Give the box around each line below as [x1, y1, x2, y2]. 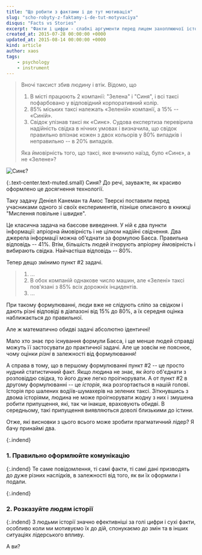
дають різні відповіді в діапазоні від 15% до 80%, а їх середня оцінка [6, 308, 184, 315]
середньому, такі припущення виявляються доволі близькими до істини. [6, 407, 194, 414]
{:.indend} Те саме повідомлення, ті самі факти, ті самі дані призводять [6, 465, 190, 473]
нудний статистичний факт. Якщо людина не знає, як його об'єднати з [6, 368, 186, 376]
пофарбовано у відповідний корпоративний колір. [29, 99, 159, 107]
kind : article [6, 43, 42, 49]
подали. [6, 478, 27, 485]
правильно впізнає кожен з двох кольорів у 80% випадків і [29, 131, 182, 138]
